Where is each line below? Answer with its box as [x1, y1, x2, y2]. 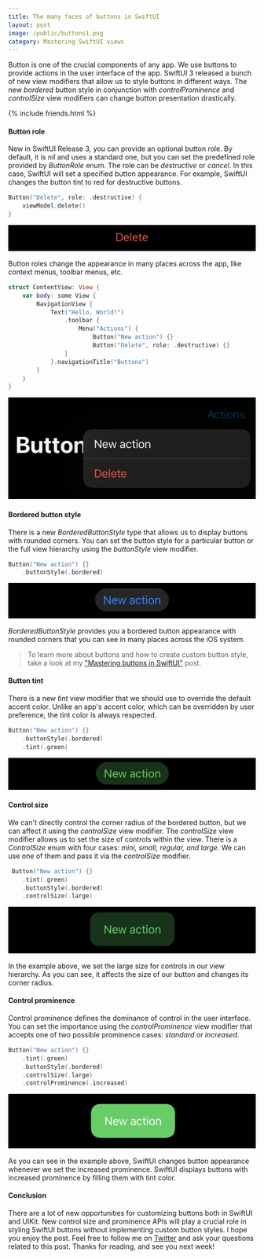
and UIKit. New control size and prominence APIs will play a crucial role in [8, 1217, 247, 1226]
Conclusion [8, 1191, 47, 1200]
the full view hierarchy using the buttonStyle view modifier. [8, 544, 199, 553]
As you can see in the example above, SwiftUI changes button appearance [8, 1156, 250, 1165]
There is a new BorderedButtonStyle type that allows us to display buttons [8, 527, 248, 537]
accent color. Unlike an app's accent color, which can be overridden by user [8, 702, 255, 711]
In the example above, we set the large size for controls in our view [8, 961, 225, 971]
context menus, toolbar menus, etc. [8, 267, 123, 277]
